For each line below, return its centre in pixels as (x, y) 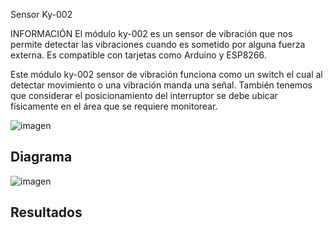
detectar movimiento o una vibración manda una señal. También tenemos (161, 85)
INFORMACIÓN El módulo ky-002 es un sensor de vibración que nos (151, 33)
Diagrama (41, 157)
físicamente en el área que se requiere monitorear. (114, 106)
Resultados (46, 212)
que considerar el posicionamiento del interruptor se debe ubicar (144, 95)
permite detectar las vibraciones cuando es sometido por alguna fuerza (158, 44)
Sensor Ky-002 (41, 14)
